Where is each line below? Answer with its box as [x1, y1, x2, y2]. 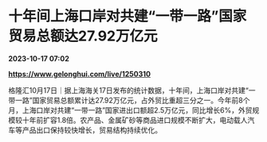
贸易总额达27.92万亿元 [8, 27, 158, 45]
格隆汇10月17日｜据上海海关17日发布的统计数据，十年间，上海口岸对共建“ [8, 85, 249, 95]
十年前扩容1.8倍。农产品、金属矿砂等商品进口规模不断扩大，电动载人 [22, 115, 249, 125]
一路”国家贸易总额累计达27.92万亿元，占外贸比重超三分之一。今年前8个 [14, 95, 250, 105]
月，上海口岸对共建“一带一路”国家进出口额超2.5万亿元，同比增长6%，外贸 [8, 105, 253, 115]
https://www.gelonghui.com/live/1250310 [8, 69, 151, 79]
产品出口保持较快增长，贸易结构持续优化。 [22, 125, 162, 135]
